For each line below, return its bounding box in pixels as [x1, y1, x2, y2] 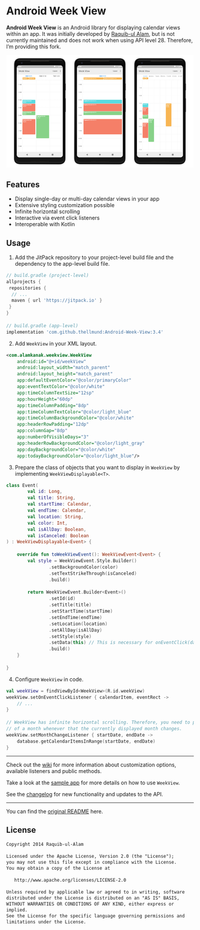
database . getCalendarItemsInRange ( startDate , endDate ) [17, 738, 156, 744]
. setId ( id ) [48, 596, 76, 602]
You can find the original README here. [6, 808, 104, 815]
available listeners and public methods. [6, 767, 102, 774]
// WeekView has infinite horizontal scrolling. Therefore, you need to [6, 719, 190, 726]
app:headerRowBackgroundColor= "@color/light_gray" [17, 440, 145, 446]
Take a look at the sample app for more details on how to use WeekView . [6, 779, 180, 786]
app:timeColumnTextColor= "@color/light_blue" [17, 409, 132, 415]
